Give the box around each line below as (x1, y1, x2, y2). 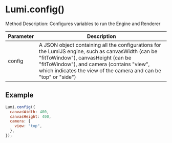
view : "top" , (14, 124, 42, 129)
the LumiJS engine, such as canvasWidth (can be (38, 48, 158, 55)
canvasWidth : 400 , (10, 109, 50, 114)
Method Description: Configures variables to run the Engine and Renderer (5, 21, 161, 27)
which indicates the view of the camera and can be (38, 67, 162, 74)
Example (5, 91, 34, 99)
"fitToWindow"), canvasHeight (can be (38, 54, 132, 61)
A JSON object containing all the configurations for (38, 41, 161, 48)
